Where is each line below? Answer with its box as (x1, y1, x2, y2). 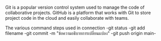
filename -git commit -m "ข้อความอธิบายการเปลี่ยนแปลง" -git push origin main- (5, 30, 156, 36)
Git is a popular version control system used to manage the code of (5, 5, 145, 10)
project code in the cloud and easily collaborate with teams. (5, 15, 129, 21)
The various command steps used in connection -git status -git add (5, 25, 145, 31)
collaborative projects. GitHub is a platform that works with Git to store (5, 10, 151, 16)
